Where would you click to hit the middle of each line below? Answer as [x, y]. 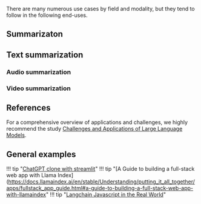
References [28, 108]
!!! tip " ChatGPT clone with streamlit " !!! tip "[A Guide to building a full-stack [100, 169]
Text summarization [45, 55]
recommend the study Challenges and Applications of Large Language [94, 129]
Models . [16, 135]
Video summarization [38, 88]
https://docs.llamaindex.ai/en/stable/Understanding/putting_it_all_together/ [102, 182]
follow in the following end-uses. [47, 15]
